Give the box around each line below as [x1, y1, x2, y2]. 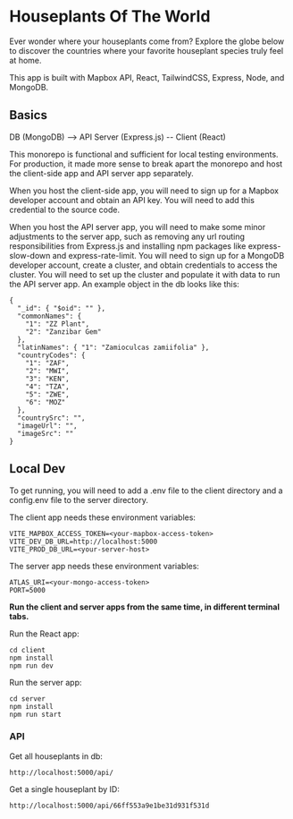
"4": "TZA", [25, 382, 70, 391]
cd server [9, 694, 46, 704]
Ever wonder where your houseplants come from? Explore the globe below [9, 36, 285, 47]
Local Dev [9, 461, 66, 476]
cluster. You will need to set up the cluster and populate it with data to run [9, 269, 280, 279]
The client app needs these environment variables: [9, 512, 197, 523]
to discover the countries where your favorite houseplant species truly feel [9, 45, 284, 55]
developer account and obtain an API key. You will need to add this [9, 194, 255, 205]
